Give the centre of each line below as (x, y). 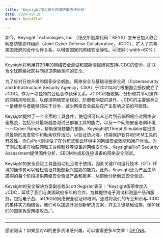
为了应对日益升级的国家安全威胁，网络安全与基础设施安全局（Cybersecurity (82, 81)
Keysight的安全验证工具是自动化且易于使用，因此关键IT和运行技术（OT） (79, 164)
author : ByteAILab (24, 19)
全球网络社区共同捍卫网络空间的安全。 (48, 71)
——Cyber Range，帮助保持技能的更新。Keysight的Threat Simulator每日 (78, 129)
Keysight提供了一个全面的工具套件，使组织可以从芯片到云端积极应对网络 (78, 116)
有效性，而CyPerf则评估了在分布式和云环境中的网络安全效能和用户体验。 (79, 141)
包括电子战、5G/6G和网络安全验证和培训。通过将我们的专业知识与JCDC (86, 199)
